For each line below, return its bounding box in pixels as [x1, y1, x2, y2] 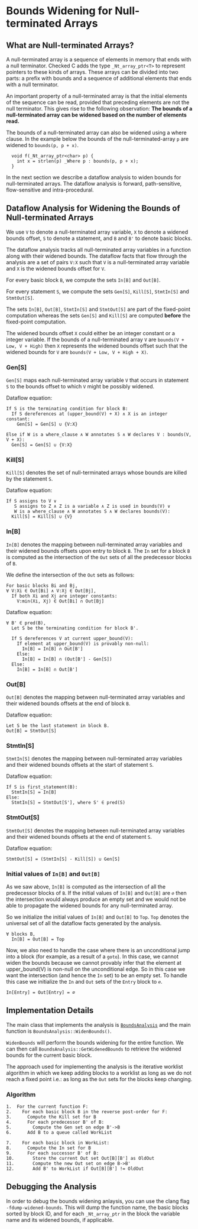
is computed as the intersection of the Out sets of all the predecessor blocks [6, 553, 192, 560]
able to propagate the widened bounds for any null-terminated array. [6, 902, 173, 909]
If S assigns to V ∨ [6, 498, 57, 504]
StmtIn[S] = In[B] [11, 789, 57, 796]
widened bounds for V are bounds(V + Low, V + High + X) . [6, 348, 149, 355]
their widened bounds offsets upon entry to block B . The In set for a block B [6, 547, 190, 554]
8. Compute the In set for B [6, 1145, 92, 1151]
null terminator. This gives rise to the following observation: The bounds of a [6, 105, 193, 112]
